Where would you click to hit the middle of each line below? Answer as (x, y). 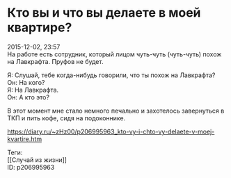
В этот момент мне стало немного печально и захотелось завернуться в (116, 111)
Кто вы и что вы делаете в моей (104, 13)
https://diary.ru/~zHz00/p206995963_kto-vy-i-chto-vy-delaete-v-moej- (111, 131)
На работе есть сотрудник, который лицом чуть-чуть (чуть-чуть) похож (114, 54)
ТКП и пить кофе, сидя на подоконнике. (66, 118)
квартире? (40, 27)
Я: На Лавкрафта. (33, 90)
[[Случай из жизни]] (37, 160)
